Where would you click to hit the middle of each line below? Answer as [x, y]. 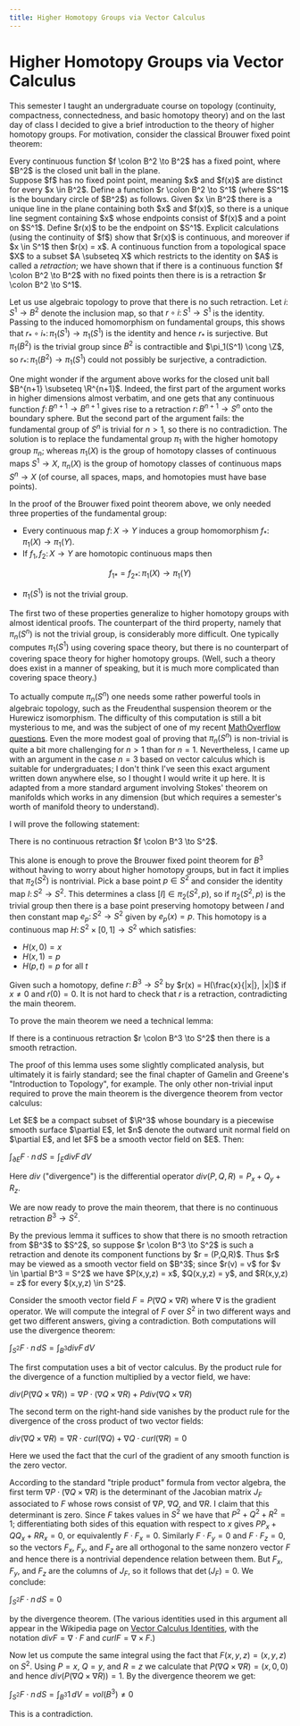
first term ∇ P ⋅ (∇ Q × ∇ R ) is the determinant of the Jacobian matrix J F [136, 1493]
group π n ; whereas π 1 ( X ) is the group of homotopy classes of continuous [143, 451]
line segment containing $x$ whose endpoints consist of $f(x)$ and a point [148, 218]
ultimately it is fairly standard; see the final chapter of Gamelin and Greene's [149, 1075]
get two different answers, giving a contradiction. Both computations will [143, 1321]
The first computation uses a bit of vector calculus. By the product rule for [146, 1367]
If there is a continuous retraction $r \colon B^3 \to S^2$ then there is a [140, 1038]
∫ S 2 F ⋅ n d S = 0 [36, 1600]
